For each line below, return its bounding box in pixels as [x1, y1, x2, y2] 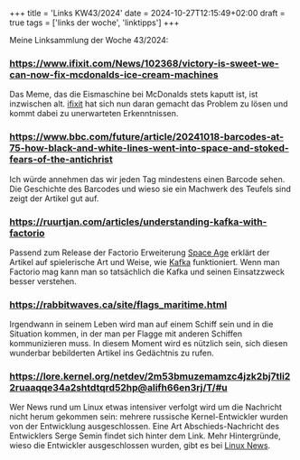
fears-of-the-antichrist [9, 153, 113, 166]
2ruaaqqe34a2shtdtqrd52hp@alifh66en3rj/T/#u [9, 382, 228, 394]
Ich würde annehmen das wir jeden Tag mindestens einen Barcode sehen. [9, 173, 286, 184]
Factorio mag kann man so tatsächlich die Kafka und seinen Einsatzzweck [9, 266, 286, 277]
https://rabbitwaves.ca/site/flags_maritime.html [9, 298, 228, 310]
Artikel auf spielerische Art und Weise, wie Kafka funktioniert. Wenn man [9, 256, 280, 267]
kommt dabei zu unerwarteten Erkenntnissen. [9, 108, 179, 119]
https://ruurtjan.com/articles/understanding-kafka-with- [9, 216, 267, 228]
